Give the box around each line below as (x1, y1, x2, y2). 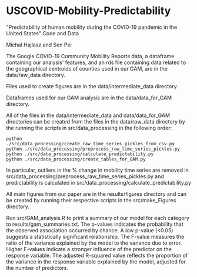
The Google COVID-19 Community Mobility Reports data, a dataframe (6, 52, 175, 59)
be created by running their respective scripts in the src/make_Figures (6, 196, 176, 203)
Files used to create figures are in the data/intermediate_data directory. (6, 82, 178, 89)
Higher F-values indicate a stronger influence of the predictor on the (6, 245, 172, 252)
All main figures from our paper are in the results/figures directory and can (6, 190, 187, 198)
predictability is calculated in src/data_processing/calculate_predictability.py (6, 179, 192, 186)
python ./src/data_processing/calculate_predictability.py (6, 151, 154, 157)
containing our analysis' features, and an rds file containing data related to (6, 59, 186, 66)
